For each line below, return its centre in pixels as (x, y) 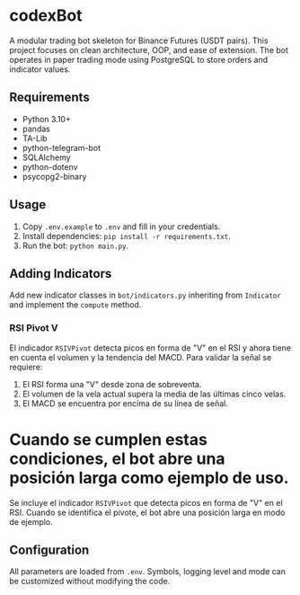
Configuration (49, 550)
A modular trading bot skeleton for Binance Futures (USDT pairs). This (139, 40)
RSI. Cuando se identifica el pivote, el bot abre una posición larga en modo (147, 512)
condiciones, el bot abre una (118, 458)
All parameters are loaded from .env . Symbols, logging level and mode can (147, 572)
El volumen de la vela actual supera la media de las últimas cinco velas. (154, 394)
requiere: (26, 367)
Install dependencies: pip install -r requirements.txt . (127, 235)
